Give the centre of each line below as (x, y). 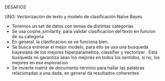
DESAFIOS (15, 7)
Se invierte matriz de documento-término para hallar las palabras (78, 68)
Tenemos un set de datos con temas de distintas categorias (73, 26)
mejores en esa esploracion (40, 63)
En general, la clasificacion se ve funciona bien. (60, 42)
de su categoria (28, 37)
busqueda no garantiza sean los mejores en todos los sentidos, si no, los (86, 57)
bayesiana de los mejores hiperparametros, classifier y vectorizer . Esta (84, 52)
